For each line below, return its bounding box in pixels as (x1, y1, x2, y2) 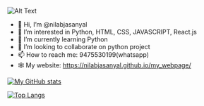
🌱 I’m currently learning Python (17, 35, 108, 44)
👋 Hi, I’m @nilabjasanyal (17, 20, 88, 28)
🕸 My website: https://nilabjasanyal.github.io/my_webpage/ (17, 61, 192, 69)
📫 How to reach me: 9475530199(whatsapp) (17, 51, 150, 59)
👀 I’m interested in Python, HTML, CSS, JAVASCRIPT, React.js (17, 28, 198, 36)
